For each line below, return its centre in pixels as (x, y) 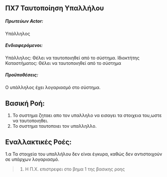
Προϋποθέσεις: (22, 74)
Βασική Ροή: (25, 103)
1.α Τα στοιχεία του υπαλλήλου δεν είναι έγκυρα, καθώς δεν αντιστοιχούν (84, 154)
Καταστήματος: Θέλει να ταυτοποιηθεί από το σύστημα (63, 63)
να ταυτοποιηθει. (30, 121)
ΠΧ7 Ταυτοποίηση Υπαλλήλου (55, 8)
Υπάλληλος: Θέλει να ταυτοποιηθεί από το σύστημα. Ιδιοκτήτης (72, 58)
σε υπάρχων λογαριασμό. (32, 159)
